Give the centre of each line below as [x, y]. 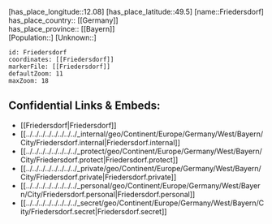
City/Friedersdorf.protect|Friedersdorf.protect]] [99, 159]
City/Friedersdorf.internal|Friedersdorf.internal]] [100, 142]
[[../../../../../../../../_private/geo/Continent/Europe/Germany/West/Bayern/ [140, 168]
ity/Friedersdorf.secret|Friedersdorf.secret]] [93, 211]
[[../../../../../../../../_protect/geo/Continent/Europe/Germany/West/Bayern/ [141, 151]
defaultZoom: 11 [36, 74]
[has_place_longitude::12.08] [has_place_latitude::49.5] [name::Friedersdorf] [136, 12]
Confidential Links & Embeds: [84, 106]
